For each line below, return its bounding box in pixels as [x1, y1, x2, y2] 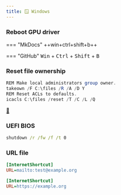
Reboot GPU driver [6, 27, 60, 36]
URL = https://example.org [6, 183, 67, 189]
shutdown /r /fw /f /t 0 [6, 135, 67, 141]
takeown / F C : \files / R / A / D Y [6, 86, 85, 92]
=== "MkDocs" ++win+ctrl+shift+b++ [6, 41, 98, 48]
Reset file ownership [6, 67, 66, 75]
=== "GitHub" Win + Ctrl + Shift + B [6, 52, 100, 59]
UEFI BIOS [6, 121, 35, 130]
